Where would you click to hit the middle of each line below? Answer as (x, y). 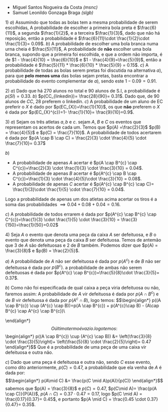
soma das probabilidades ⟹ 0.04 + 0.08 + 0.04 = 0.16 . (63, 204)
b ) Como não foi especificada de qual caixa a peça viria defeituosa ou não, (82, 288)
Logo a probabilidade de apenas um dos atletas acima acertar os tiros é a (81, 199)
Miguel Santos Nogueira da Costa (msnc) (55, 7)
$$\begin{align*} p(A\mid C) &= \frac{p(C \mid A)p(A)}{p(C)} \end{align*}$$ (84, 380)
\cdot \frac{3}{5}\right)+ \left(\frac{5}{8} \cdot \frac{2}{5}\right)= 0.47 (78, 342)
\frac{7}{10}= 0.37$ (26, 143)
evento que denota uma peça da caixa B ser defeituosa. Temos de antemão (83, 240)
